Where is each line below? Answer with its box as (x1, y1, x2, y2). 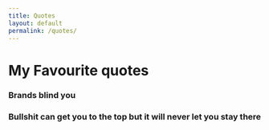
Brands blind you (8, 90, 76, 101)
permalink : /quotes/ (8, 26, 78, 35)
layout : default (8, 19, 63, 27)
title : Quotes (8, 11, 56, 20)
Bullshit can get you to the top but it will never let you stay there (8, 112, 262, 123)
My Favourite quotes (8, 61, 149, 79)
